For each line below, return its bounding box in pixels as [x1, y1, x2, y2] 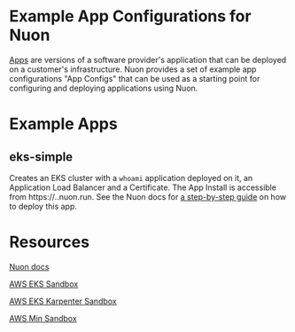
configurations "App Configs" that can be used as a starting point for [9, 73, 260, 83]
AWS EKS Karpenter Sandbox [9, 296, 117, 306]
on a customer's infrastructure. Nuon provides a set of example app [9, 64, 257, 75]
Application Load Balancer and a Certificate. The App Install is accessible [9, 182, 277, 193]
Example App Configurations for [9, 6, 252, 27]
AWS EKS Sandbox [9, 278, 79, 289]
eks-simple [9, 149, 74, 164]
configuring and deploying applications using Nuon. [9, 83, 198, 93]
